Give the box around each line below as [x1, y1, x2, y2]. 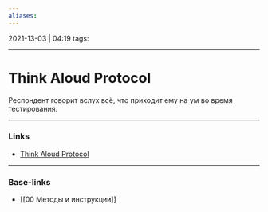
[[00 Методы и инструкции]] [19, 194, 117, 204]
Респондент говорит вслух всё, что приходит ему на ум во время [8, 95, 233, 104]
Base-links [8, 176, 51, 187]
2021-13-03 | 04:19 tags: [8, 33, 89, 43]
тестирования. [8, 104, 58, 113]
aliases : [8, 11, 37, 20]
